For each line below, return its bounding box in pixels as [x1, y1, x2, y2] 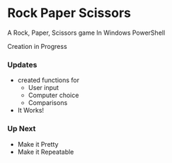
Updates [7, 60, 38, 69]
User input [28, 84, 59, 92]
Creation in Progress [7, 42, 67, 50]
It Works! [17, 106, 45, 115]
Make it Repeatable [17, 147, 74, 156]
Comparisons [28, 99, 68, 107]
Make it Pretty [17, 140, 59, 148]
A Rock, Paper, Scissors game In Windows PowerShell [7, 28, 166, 37]
